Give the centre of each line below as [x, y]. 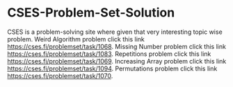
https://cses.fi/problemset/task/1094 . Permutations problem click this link [112, 68]
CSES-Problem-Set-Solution [91, 13]
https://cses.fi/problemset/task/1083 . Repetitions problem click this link [109, 54]
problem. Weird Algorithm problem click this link [76, 39]
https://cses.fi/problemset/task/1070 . [60, 76]
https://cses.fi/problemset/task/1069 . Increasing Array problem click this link [117, 61]
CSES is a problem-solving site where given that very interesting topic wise [115, 32]
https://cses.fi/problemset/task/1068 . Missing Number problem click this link [116, 46]
